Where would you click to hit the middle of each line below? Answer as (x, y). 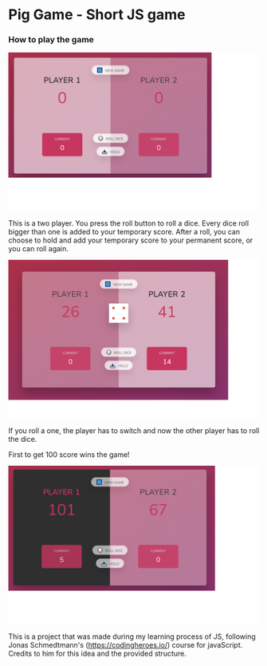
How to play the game (51, 40)
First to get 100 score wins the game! (69, 455)
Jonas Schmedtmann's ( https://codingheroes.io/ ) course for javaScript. (126, 645)
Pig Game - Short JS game (97, 15)
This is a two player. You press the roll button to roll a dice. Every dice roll (129, 223)
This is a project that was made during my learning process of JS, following (132, 636)
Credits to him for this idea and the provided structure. (98, 654)
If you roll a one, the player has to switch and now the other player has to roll (134, 431)
